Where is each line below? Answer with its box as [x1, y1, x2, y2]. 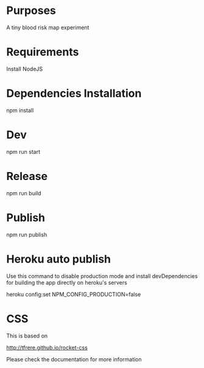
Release [6, 169, 47, 183]
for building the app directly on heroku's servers [6, 279, 128, 286]
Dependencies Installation [6, 86, 142, 100]
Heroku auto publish [6, 252, 111, 266]
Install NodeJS [6, 65, 43, 72]
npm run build [6, 189, 41, 196]
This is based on [6, 332, 48, 339]
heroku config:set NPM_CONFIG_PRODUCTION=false [6, 290, 141, 298]
